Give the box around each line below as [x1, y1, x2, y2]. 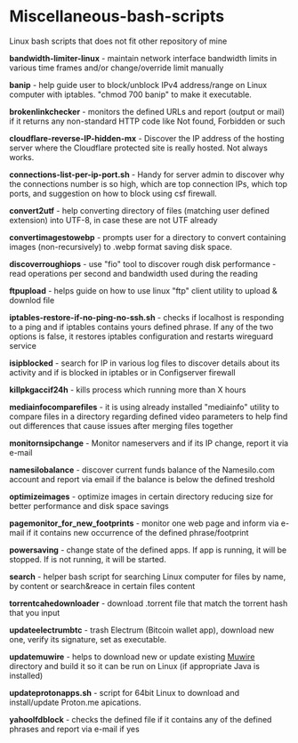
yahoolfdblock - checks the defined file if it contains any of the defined [9, 714, 272, 724]
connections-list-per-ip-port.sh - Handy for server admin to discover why [9, 169, 285, 180]
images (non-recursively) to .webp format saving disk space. [9, 241, 233, 252]
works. [9, 151, 35, 162]
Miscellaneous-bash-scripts [9, 6, 225, 27]
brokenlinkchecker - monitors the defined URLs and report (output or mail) [9, 106, 286, 117]
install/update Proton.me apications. [9, 697, 141, 707]
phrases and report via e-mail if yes [9, 723, 140, 734]
